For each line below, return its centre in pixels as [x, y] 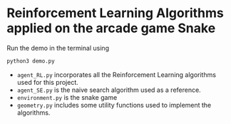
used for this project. [48, 82]
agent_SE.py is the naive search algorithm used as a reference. [109, 90]
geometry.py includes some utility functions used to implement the [114, 105]
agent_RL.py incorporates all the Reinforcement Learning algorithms [117, 74]
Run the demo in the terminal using [58, 48]
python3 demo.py [31, 61]
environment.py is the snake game [67, 97]
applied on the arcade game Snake [111, 28]
